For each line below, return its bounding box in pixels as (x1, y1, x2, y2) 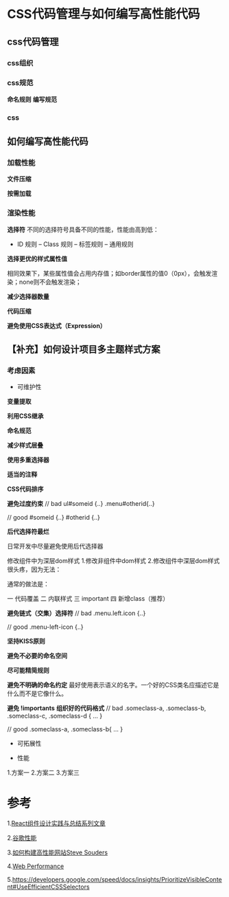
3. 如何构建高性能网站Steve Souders (7, 848, 108, 856)
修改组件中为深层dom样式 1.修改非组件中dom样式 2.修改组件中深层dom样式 (7, 557, 220, 565)
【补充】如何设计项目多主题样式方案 (7, 344, 160, 355)
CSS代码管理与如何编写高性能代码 (7, 6, 200, 22)
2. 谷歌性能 (7, 834, 37, 842)
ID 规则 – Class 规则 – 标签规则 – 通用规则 (16, 240, 134, 248)
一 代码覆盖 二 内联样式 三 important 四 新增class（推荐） (7, 595, 169, 603)
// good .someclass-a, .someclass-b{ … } (7, 725, 123, 733)
